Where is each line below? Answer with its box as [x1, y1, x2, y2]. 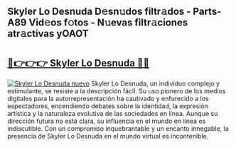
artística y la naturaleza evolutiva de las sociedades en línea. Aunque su [7, 110, 218, 117]
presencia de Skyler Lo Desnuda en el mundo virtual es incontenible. [7, 132, 209, 140]
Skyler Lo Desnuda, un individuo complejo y [91, 79, 220, 88]
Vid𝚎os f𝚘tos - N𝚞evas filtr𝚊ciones [28, 17, 188, 29]
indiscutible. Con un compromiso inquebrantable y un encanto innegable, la [7, 124, 229, 133]
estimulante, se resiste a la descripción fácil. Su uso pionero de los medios [7, 87, 226, 95]
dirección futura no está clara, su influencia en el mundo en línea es [7, 117, 206, 125]
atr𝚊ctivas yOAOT [7, 28, 89, 40]
